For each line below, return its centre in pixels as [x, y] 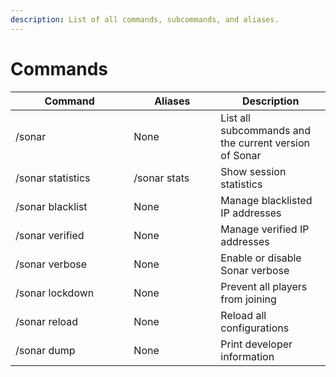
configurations [255, 328]
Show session [253, 171]
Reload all [243, 315]
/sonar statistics [53, 178]
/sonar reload [47, 321]
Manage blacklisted [266, 200]
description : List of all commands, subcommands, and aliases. [145, 19]
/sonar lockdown [55, 293]
